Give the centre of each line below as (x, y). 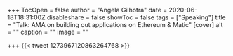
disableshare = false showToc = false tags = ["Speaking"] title (136, 17)
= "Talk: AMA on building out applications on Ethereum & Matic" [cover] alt (115, 25)
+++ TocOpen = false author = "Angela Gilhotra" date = (87, 10)
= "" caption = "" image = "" (48, 32)
